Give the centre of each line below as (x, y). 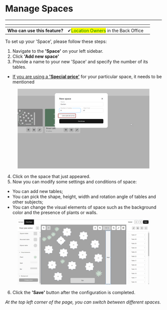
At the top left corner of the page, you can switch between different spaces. (83, 302)
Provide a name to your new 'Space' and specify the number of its (80, 62)
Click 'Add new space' (36, 56)
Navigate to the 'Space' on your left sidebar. (58, 51)
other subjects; (28, 202)
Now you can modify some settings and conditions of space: (75, 182)
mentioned (23, 82)
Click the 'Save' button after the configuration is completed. (74, 293)
